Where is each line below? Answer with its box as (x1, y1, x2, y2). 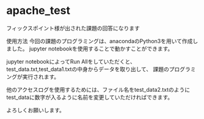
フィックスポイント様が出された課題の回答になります (6, 24, 140, 32)
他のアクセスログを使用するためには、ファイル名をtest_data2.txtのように (6, 86, 191, 93)
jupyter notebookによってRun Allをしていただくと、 (6, 58, 136, 65)
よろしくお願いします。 (6, 106, 65, 114)
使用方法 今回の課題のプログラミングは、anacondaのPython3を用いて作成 (6, 37, 193, 44)
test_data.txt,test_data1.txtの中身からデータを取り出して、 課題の (6, 65, 170, 73)
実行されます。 (22, 73, 60, 80)
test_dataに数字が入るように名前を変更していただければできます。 (6, 93, 173, 101)
